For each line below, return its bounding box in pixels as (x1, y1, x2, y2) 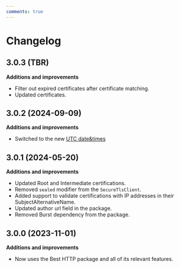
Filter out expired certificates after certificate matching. (14, 85, 149, 92)
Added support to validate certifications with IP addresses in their (14, 192, 174, 199)
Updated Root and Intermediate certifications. (14, 180, 126, 187)
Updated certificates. (14, 91, 67, 98)
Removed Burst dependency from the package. (14, 211, 130, 218)
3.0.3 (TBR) (6, 57, 49, 68)
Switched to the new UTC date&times (14, 135, 106, 143)
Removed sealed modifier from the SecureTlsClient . (14, 186, 142, 193)
